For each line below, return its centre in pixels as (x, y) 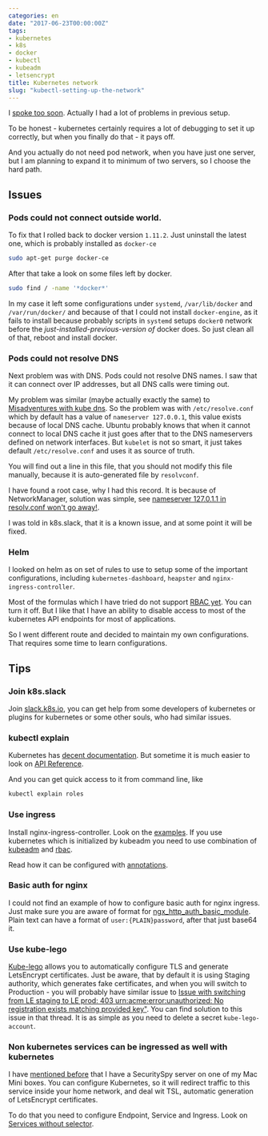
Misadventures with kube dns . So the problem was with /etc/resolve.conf (131, 409)
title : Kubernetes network (53, 83)
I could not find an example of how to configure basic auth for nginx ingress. (134, 903)
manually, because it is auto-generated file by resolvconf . (104, 475)
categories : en (34, 16)
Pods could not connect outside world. (85, 217)
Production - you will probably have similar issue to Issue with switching (127, 992)
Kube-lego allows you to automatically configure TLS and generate (118, 967)
